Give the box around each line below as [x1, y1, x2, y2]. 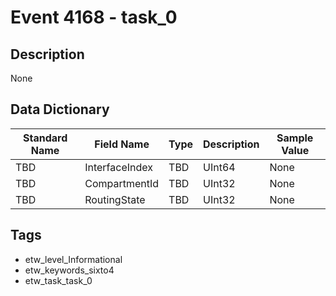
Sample [276, 131, 314, 145]
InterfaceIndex [84, 160, 153, 174]
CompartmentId [84, 176, 160, 190]
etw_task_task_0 [24, 274, 93, 286]
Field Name [94, 137, 150, 151]
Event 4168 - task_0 [10, 6, 178, 29]
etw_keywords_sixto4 [24, 264, 115, 276]
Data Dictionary [10, 101, 110, 118]
